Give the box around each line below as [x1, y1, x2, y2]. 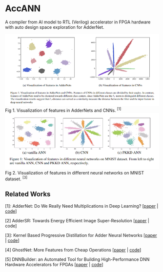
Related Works [5, 190, 51, 198]
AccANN [5, 3, 41, 14]
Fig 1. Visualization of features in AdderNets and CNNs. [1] [5, 107, 122, 113]
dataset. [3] [5, 175, 28, 182]
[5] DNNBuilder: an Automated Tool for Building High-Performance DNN [5, 256, 150, 262]
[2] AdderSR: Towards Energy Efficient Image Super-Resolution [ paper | [5, 217, 150, 223]
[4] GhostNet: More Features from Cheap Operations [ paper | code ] [5, 247, 142, 253]
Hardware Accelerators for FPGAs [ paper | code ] [5, 261, 103, 267]
